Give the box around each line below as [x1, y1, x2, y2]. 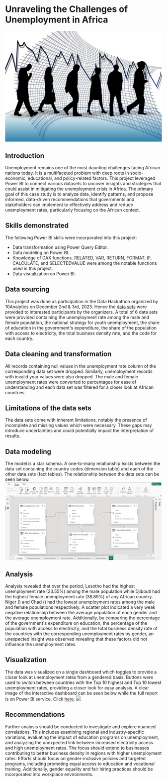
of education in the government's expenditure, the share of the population [5, 325, 157, 331]
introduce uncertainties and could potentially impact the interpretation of [5, 428, 154, 434]
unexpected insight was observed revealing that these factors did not [5, 636, 148, 642]
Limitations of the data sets [5, 404, 91, 412]
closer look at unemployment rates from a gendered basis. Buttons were [5, 674, 153, 680]
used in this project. [12, 265, 53, 271]
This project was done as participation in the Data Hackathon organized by [5, 298, 158, 304]
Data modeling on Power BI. [12, 249, 70, 255]
